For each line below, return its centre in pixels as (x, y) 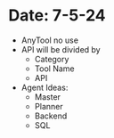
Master (48, 97)
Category (52, 59)
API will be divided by (61, 49)
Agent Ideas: (45, 87)
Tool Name (54, 69)
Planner (49, 106)
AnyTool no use (50, 40)
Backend (51, 116)
